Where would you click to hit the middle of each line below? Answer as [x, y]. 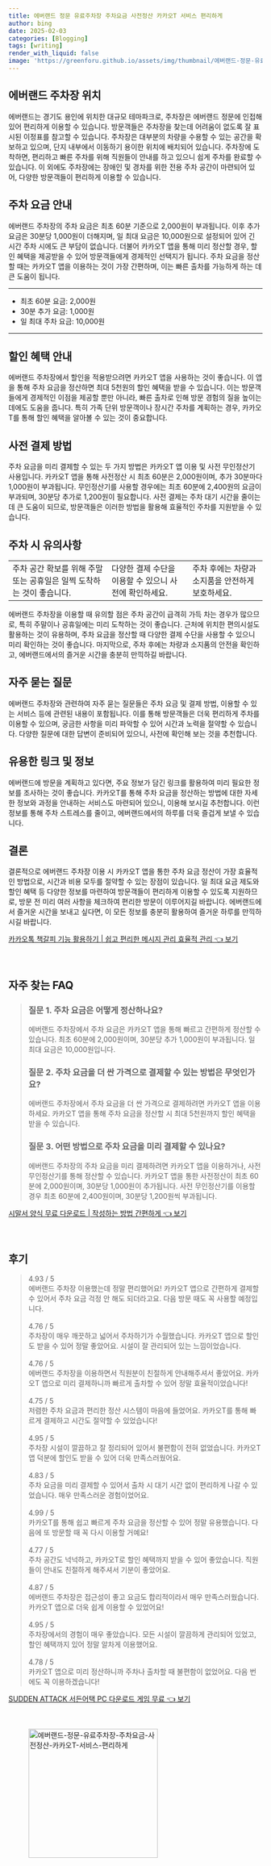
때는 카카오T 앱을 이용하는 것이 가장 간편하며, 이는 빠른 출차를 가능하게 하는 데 [139, 266]
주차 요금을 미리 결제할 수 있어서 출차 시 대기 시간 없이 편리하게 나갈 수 [139, 1485]
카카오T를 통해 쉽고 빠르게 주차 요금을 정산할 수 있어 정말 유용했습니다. [139, 1522]
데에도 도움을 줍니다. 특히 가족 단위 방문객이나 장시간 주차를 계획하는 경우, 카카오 [135, 407]
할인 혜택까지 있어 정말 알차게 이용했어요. [93, 1645]
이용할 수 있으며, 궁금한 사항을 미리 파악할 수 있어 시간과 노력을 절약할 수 [122, 724]
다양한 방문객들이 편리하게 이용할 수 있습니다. [90, 177]
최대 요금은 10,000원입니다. [71, 1050]
